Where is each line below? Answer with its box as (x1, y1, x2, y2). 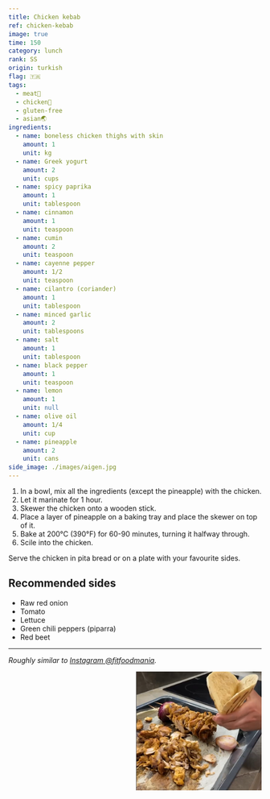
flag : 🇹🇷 (8, 72, 42, 81)
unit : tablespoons (22, 327, 84, 336)
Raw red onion (19, 598, 68, 607)
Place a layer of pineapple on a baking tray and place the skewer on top (19, 512, 258, 521)
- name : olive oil (15, 412, 78, 420)
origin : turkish (8, 64, 63, 72)
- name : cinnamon (15, 209, 74, 217)
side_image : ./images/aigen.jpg (8, 463, 117, 471)
